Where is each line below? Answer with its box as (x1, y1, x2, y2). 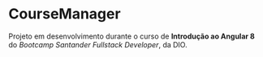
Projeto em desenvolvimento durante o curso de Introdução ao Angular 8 (8, 31, 256, 41)
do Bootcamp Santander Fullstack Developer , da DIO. (8, 39, 188, 49)
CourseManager (8, 5, 121, 23)
